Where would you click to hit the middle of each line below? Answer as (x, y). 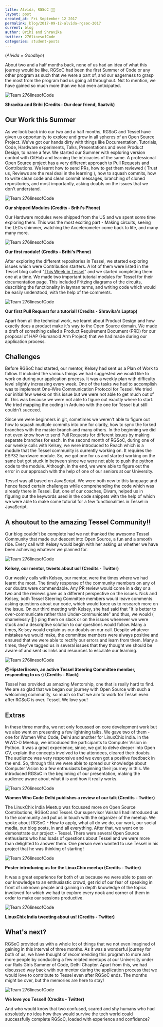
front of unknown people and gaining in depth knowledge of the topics (76, 888)
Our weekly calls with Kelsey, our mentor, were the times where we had (77, 578)
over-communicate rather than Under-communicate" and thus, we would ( (80, 614)
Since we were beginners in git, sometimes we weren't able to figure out (78, 419)
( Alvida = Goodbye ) (25, 55)
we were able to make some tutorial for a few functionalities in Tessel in (77, 502)
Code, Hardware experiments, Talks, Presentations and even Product (74, 147)
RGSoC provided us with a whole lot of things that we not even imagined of (80, 944)
